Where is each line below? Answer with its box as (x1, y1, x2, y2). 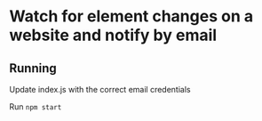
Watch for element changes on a (9, 6, 254, 27)
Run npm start (9, 101, 62, 112)
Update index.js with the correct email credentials (9, 85, 191, 94)
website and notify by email (9, 25, 218, 45)
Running (9, 60, 58, 76)
